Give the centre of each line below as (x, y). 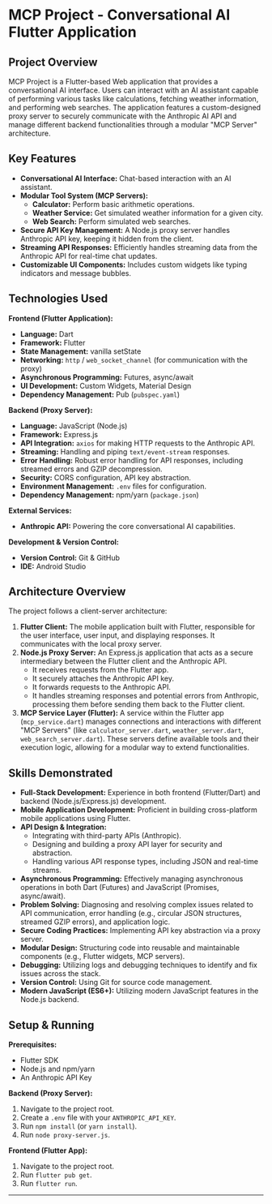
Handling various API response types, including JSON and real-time (145, 862)
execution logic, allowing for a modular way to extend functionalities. (134, 747)
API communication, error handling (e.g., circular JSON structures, (131, 914)
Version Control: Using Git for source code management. (116, 983)
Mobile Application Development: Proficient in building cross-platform (138, 810)
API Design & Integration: (63, 827)
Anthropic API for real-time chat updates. (89, 256)
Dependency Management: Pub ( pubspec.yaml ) (100, 394)
